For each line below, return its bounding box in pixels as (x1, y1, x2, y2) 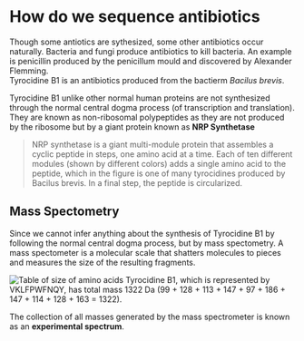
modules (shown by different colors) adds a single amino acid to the (31, 158, 287, 169)
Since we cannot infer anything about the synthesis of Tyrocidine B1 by (9, 228, 275, 239)
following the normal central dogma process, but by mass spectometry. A (9, 238, 284, 248)
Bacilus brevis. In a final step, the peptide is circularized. (31, 177, 243, 188)
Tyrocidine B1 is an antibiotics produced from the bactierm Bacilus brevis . (9, 74, 285, 85)
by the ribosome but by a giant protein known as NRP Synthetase (9, 121, 256, 132)
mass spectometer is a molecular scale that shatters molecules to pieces (9, 247, 281, 258)
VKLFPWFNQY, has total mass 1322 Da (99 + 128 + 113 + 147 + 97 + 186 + (9, 284, 286, 295)
